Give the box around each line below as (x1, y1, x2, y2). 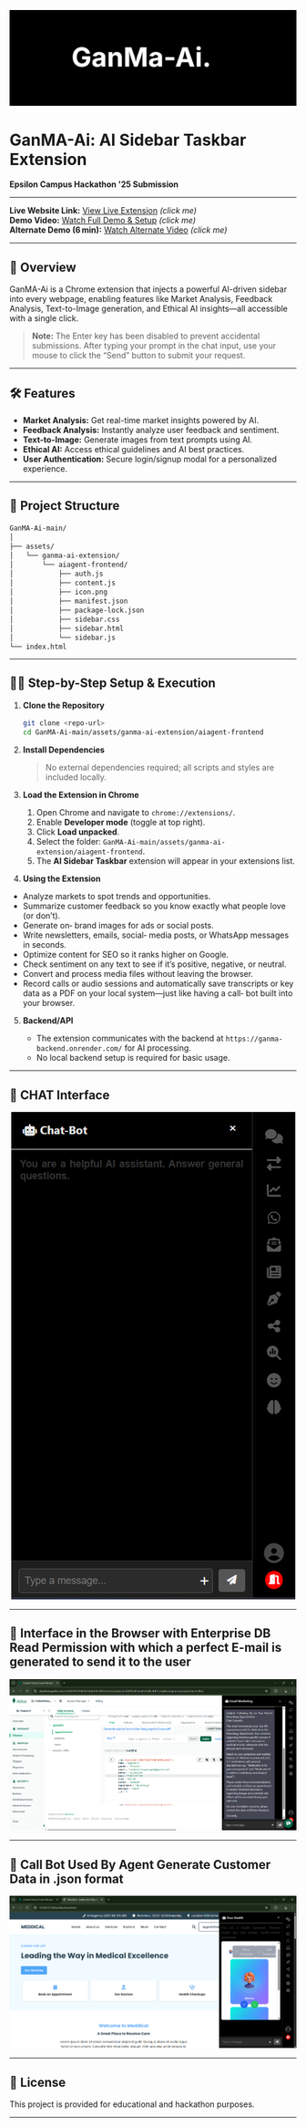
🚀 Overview (9, 259, 76, 275)
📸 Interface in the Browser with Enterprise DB (9, 1625, 271, 1642)
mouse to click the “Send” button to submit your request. (31, 350, 246, 361)
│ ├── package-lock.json (9, 606, 145, 615)
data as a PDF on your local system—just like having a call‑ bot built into (22, 988, 293, 999)
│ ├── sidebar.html (9, 624, 125, 633)
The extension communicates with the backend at (36, 1032, 224, 1044)
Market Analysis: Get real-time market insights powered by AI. (22, 414, 260, 425)
